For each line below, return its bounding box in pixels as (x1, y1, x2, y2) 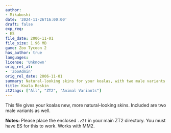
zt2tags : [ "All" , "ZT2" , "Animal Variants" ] (5, 88, 102, 93)
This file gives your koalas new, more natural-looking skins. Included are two (5, 102, 166, 108)
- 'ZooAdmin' (5, 69, 33, 74)
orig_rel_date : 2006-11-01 (5, 74, 63, 79)
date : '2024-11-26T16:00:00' (5, 17, 67, 22)
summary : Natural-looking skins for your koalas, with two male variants (5, 78, 166, 84)
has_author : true (5, 50, 42, 55)
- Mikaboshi (5, 12, 31, 17)
